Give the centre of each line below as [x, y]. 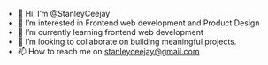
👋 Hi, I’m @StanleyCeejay [64, 14]
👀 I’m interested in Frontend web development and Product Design [138, 23]
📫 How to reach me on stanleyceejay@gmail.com [108, 51]
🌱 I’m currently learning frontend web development [110, 32]
